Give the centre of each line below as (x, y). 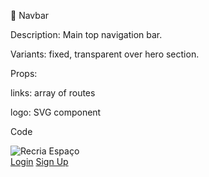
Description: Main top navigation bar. (86, 34)
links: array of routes (53, 93)
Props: (24, 73)
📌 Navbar (30, 15)
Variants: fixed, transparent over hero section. (105, 54)
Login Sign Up (39, 161)
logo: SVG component (56, 112)
